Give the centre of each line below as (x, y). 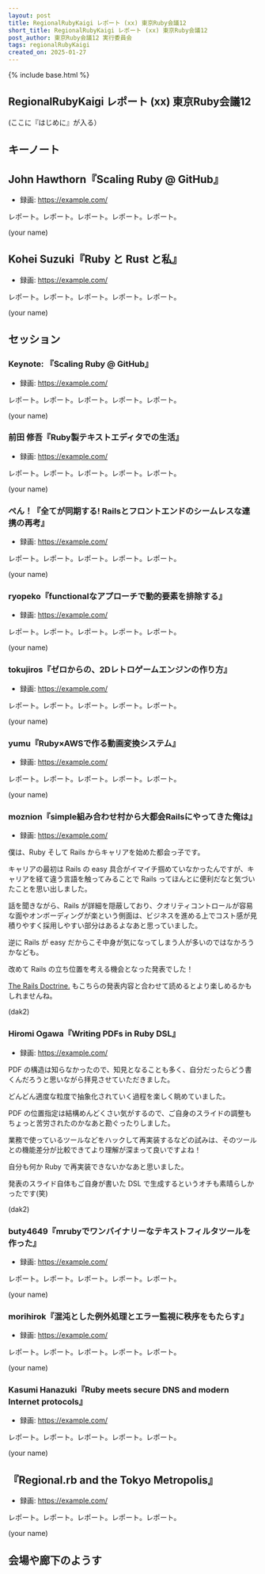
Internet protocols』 (48, 1402)
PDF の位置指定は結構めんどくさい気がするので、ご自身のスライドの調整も (130, 1113)
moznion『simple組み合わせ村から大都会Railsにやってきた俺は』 (132, 816)
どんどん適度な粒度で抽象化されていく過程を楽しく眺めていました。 (119, 1096)
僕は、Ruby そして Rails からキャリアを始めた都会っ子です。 (106, 852)
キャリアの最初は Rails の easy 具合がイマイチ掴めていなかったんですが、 (128, 869)
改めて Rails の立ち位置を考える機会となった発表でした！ (101, 969)
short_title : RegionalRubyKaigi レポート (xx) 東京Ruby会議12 (108, 30)
